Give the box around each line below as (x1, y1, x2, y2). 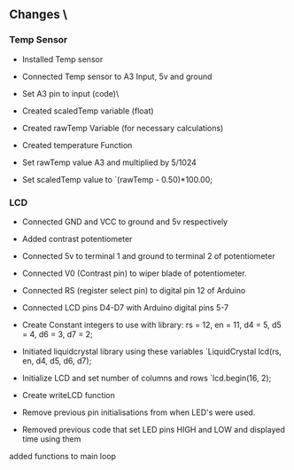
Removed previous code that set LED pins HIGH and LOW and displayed (21, 424, 285, 435)
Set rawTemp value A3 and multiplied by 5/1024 (21, 157, 197, 168)
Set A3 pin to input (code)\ (21, 88, 120, 98)
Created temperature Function (21, 139, 133, 150)
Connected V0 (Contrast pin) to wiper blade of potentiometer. (21, 268, 247, 278)
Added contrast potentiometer (21, 233, 133, 244)
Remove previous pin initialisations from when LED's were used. (21, 407, 256, 418)
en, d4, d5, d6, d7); (21, 355, 92, 366)
